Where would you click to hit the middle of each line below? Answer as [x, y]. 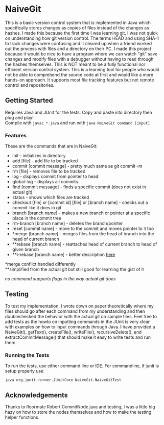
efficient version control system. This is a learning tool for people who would [82, 69]
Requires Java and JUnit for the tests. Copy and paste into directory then [79, 112]
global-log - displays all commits [45, 182]
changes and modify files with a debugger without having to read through [79, 59]
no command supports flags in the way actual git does [60, 279]
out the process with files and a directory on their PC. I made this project [78, 49]
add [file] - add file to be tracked [45, 161]
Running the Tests [27, 355]
